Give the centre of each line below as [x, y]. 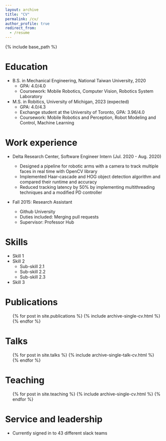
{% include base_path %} [31, 47]
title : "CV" [17, 14]
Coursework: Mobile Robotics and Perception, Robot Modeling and [88, 117]
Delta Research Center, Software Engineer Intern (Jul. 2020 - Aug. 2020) [87, 156]
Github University [37, 212]
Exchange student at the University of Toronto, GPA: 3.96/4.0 [82, 112]
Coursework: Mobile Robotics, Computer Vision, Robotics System [86, 91]
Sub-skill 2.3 [32, 277]
